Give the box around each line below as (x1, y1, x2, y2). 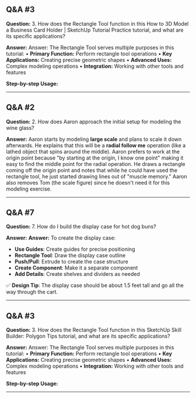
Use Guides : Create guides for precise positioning (14, 245, 135, 253)
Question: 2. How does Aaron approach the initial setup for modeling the (6, 118, 181, 125)
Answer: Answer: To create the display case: (6, 234, 116, 241)
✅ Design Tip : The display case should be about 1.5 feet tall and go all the (6, 282, 184, 289)
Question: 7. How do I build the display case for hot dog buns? (6, 223, 156, 230)
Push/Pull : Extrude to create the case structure (14, 258, 128, 265)
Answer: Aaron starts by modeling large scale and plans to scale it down (6, 136, 182, 143)
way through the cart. (6, 289, 58, 296)
